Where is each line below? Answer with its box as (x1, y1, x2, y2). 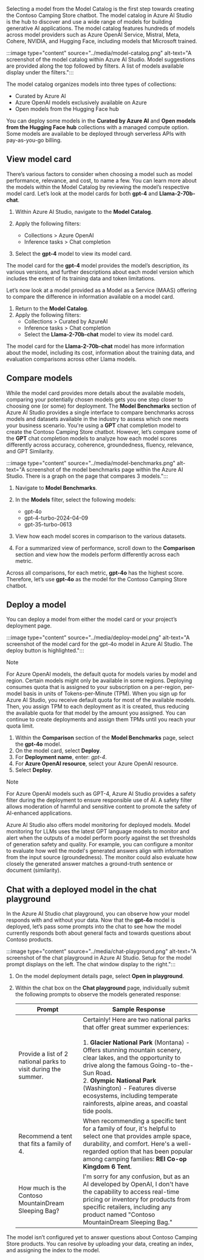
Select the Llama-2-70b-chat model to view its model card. (24, 330, 174, 338)
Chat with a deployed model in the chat (6, 884, 157, 894)
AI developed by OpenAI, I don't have (83, 1180, 189, 1189)
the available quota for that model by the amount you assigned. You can (6, 709, 186, 717)
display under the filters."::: (6, 69, 74, 76)
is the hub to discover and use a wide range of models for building (6, 18, 172, 25)
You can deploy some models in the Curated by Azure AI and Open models (6, 117, 196, 124)
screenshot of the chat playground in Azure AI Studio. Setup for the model (6, 954, 192, 961)
